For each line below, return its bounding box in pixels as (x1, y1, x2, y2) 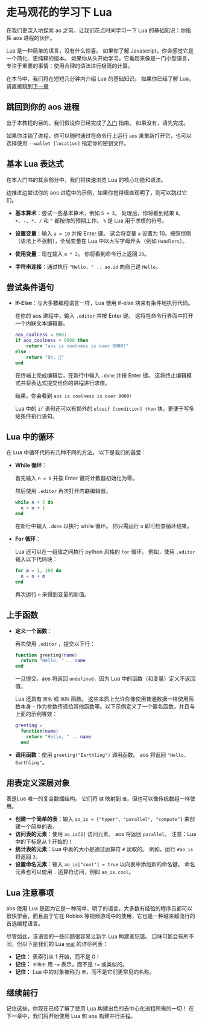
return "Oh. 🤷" (26, 354, 65, 360)
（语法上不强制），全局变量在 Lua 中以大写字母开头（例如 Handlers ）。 (14, 237, 188, 245)
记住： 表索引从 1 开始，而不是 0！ (14, 953, 101, 960)
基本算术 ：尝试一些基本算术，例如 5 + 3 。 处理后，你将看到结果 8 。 (14, 209, 184, 216)
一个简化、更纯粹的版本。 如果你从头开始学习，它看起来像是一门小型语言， (6, 54, 193, 62)
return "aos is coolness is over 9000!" (26, 343, 129, 349)
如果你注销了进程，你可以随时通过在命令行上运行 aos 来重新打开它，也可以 (6, 132, 192, 139)
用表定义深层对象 (6, 778, 70, 788)
